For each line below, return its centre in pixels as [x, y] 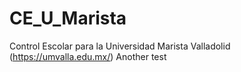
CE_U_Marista [68, 18]
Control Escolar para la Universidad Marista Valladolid [120, 46]
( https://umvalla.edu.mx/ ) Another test [88, 56]
